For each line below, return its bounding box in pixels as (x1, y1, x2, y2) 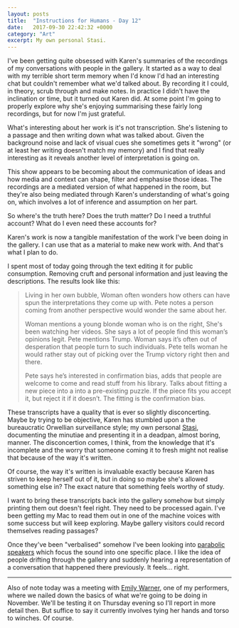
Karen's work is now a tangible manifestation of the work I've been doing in (7, 233, 229, 242)
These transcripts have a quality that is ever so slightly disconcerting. (7, 408, 211, 417)
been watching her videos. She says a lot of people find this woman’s (24, 327, 228, 336)
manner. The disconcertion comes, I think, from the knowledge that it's (7, 438, 215, 447)
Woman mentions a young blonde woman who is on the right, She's (24, 320, 223, 329)
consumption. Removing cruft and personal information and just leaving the (7, 269, 228, 278)
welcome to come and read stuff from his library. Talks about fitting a (24, 379, 228, 388)
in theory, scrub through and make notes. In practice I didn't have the (7, 87, 211, 96)
